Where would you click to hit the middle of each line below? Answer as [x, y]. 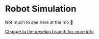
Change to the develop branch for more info [49, 31]
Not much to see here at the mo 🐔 [39, 22]
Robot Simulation [41, 9]
